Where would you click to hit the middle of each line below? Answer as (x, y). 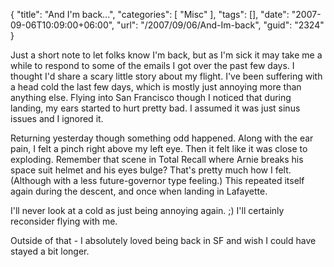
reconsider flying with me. (64, 221)
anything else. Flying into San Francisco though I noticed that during (151, 97)
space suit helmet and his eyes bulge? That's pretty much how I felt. (151, 170)
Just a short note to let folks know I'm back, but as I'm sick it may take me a (166, 55)
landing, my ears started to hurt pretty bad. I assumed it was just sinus (155, 108)
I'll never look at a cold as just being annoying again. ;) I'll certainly (147, 210)
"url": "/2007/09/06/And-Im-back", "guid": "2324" (220, 25)
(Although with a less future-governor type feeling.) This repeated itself (157, 180)
